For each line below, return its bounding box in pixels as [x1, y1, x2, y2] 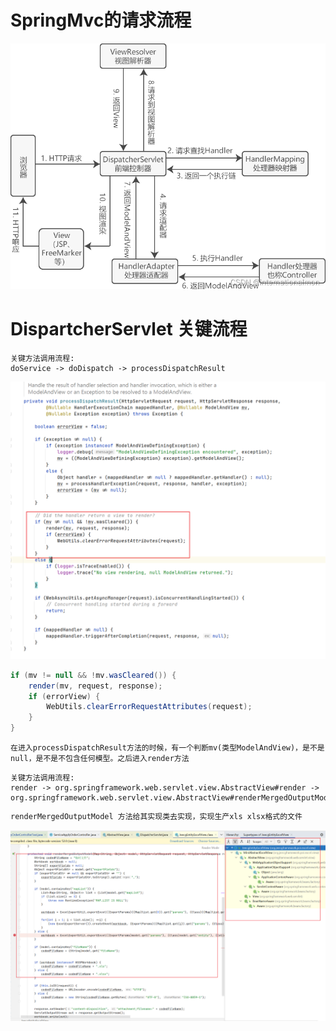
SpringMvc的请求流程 [10, 9, 192, 32]
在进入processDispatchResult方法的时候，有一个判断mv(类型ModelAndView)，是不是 [10, 743, 325, 753]
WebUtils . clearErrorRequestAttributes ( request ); [46, 702, 253, 712]
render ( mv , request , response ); [28, 681, 163, 691]
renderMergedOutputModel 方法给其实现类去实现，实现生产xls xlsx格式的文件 [10, 812, 303, 822]
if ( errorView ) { [28, 691, 101, 701]
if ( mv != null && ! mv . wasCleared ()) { [10, 670, 177, 680]
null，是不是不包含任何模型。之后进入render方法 [10, 754, 190, 764]
